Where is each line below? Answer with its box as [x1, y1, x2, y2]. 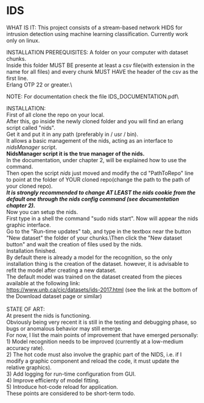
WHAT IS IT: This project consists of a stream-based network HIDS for [6, 24, 183, 31]
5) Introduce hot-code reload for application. [6, 383, 119, 390]
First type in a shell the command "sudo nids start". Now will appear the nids [6, 215, 199, 222]
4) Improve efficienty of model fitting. [6, 376, 100, 384]
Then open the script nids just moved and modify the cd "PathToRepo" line [6, 169, 194, 177]
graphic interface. [6, 221, 51, 229]
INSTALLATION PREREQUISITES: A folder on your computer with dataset [6, 48, 189, 55]
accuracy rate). [6, 344, 44, 351]
